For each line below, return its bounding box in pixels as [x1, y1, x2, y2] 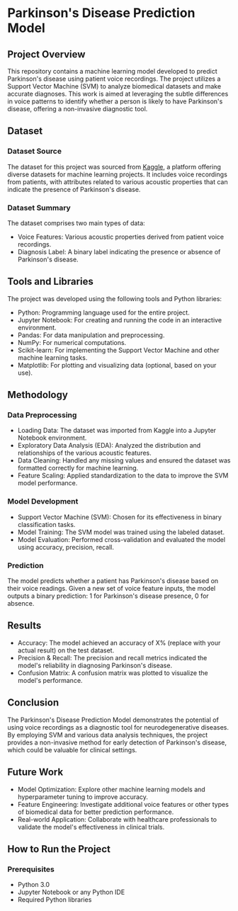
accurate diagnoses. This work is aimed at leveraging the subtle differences [7, 90, 229, 98]
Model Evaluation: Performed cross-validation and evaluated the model [17, 535, 225, 543]
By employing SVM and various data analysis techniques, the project [7, 730, 208, 739]
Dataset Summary [7, 203, 71, 213]
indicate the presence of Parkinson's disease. [7, 185, 141, 193]
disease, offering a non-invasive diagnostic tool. [7, 105, 148, 113]
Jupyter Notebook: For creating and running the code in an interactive [17, 315, 222, 324]
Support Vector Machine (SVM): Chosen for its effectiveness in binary [17, 512, 222, 521]
